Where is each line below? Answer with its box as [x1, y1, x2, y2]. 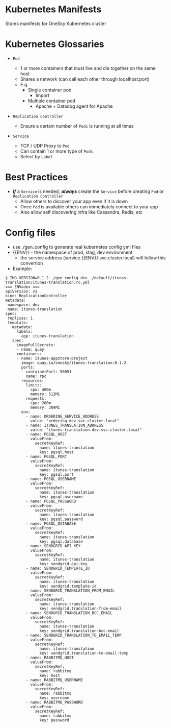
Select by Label [20, 153, 53, 159]
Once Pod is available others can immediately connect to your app [20, 203, 158, 210]
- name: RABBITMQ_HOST [25, 655, 74, 660]
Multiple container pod [27, 98, 75, 104]
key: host [39, 673, 60, 678]
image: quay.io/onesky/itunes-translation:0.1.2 [21, 360, 126, 366]
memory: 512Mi [30, 392, 60, 397]
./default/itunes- [89, 275, 129, 280]
